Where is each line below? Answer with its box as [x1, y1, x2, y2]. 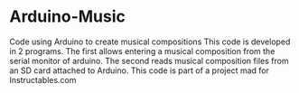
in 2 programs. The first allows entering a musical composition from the [9, 45, 276, 56]
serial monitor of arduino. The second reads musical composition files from [9, 55, 289, 66]
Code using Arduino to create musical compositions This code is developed [9, 36, 291, 47]
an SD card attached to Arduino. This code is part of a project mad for [9, 65, 269, 76]
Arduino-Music [9, 6, 126, 27]
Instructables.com [9, 74, 77, 85]
